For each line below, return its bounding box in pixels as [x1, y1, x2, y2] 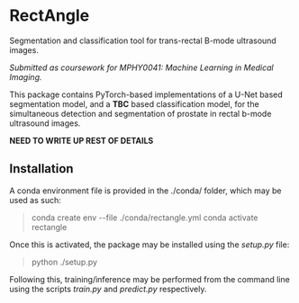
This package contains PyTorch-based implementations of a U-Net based [9, 89, 284, 100]
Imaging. [9, 71, 42, 82]
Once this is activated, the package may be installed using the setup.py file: [9, 239, 290, 250]
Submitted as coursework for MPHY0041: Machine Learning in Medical [9, 62, 274, 73]
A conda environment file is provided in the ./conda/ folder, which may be [9, 185, 282, 196]
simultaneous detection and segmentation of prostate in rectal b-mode [9, 108, 272, 119]
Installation [9, 161, 74, 176]
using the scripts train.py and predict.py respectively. [9, 283, 207, 294]
